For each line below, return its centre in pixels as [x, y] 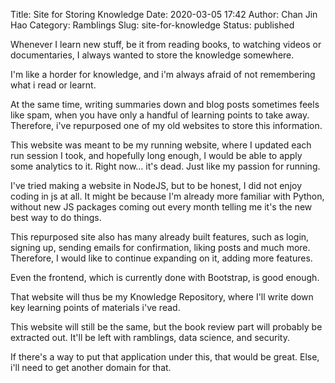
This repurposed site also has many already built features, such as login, [160, 237]
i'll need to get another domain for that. [91, 367]
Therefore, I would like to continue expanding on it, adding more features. [161, 258]
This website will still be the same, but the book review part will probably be [166, 327]
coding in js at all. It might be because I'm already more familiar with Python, [167, 196]
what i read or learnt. [53, 85]
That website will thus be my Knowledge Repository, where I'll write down [162, 297]
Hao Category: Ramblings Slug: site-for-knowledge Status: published [152, 25]
